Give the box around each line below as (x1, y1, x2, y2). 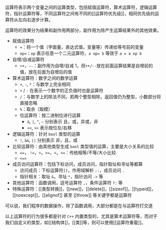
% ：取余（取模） (19, 106, 53, 112)
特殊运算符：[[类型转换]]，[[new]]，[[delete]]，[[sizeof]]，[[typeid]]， (12, 186, 156, 192)
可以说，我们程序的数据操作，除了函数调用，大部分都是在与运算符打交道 (5, 203, 153, 209)
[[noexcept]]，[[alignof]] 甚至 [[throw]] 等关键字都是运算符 (12, 192, 132, 198)
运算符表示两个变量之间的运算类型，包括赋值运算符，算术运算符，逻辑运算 (5, 4, 157, 10)
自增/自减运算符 (12, 57, 45, 62)
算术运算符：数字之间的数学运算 (12, 75, 78, 81)
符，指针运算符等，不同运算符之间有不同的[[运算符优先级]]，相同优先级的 (5, 10, 155, 16)
